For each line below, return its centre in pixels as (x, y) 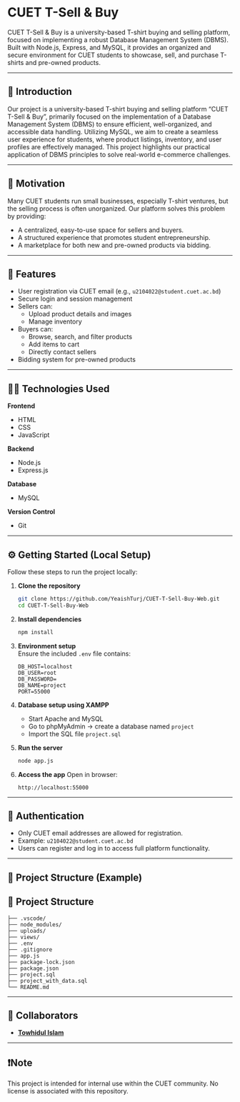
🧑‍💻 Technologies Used (59, 389)
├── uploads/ (27, 931)
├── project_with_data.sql (47, 981)
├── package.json (33, 968)
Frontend (21, 406)
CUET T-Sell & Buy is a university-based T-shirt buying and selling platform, (119, 32)
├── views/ (24, 937)
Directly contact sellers (62, 352)
